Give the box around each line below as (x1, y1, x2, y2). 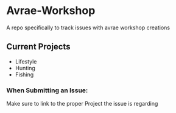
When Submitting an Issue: (6, 86, 88, 95)
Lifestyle (15, 57, 37, 65)
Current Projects (6, 42, 71, 52)
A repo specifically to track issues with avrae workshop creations (6, 24, 171, 31)
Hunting (15, 64, 35, 71)
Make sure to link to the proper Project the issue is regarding (6, 100, 158, 108)
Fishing (15, 71, 34, 78)
